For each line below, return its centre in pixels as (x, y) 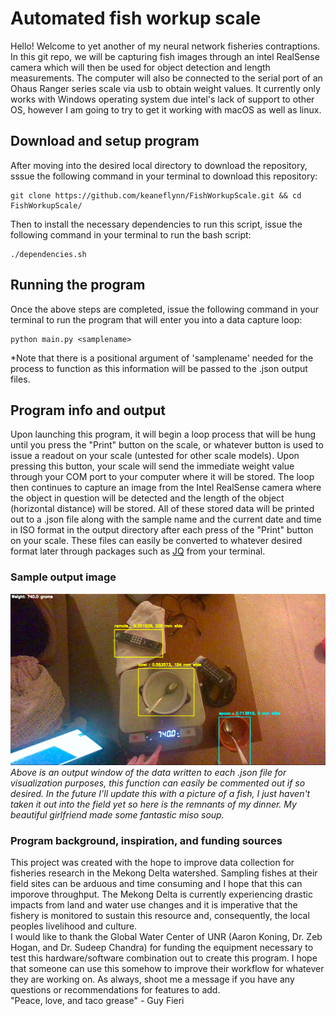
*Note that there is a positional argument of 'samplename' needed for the (162, 358)
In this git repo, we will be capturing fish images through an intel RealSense (165, 56)
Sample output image (63, 577)
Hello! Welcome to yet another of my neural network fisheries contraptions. (165, 46)
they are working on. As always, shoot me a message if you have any (152, 979)
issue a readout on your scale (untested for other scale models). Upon (155, 456)
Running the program (78, 285)
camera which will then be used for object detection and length (140, 67)
